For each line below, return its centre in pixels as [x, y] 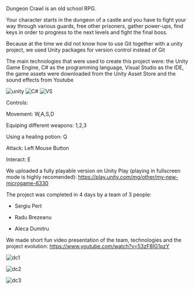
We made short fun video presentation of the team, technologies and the [94, 240]
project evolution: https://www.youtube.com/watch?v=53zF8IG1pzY [88, 246]
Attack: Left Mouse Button [38, 148]
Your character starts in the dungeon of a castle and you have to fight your [96, 20]
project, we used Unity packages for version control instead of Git [86, 50]
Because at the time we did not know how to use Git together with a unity [94, 44]
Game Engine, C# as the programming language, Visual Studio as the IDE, [95, 67]
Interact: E [18, 159]
